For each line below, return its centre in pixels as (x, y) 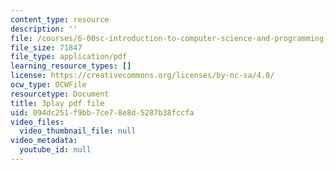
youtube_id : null (55, 150)
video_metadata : (44, 141)
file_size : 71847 (46, 47)
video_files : (37, 122)
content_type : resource (60, 19)
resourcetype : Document (60, 94)
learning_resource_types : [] (71, 66)
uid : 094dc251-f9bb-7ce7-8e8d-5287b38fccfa (102, 112)
